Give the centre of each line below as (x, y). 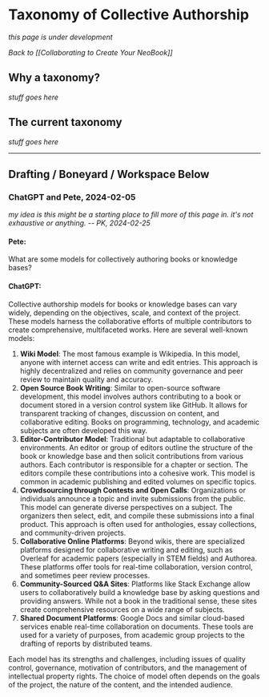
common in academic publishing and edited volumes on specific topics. (138, 481)
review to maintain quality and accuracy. (86, 379)
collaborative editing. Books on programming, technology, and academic (140, 422)
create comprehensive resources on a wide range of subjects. (122, 609)
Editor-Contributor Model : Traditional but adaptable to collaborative (132, 439)
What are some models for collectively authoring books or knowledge (123, 259)
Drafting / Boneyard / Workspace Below (109, 174)
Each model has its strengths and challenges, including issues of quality (127, 659)
